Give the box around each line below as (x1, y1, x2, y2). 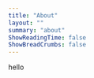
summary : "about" (8, 26, 66, 34)
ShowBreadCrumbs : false (8, 41, 87, 49)
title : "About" (8, 11, 58, 20)
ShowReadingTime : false (8, 33, 87, 42)
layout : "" (8, 19, 44, 27)
